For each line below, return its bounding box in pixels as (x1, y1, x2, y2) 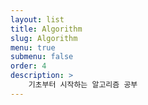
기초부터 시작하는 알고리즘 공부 (28, 80, 138, 90)
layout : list (10, 14, 65, 25)
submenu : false (10, 52, 74, 62)
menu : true (10, 42, 56, 53)
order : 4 (10, 61, 47, 71)
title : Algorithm (10, 24, 83, 34)
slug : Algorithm (10, 33, 78, 43)
